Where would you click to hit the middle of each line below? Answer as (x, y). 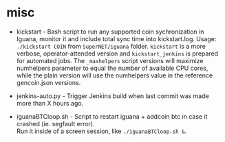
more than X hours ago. (50, 103)
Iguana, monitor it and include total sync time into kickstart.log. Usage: (116, 38)
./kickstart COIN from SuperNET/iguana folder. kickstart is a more (111, 46)
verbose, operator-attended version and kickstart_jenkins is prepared (117, 54)
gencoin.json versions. (49, 82)
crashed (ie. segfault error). (55, 123)
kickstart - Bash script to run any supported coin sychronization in (110, 32)
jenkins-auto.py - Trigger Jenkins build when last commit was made (112, 96)
